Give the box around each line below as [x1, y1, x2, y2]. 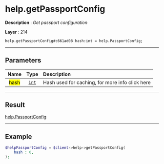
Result [5, 101, 25, 109]
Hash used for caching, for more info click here [43, 79, 151, 86]
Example [5, 132, 32, 141]
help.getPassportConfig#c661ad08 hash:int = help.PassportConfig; [5, 38, 143, 43]
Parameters [5, 56, 41, 64]
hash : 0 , [14, 150, 34, 155]
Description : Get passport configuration [5, 20, 88, 25]
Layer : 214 [5, 29, 28, 35]
